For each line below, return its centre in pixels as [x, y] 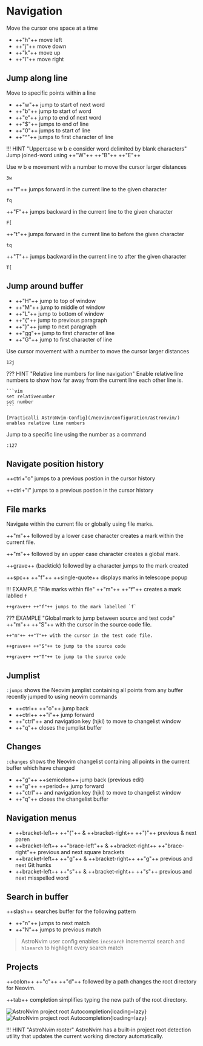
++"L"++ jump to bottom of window [59, 313]
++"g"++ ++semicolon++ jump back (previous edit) [79, 779]
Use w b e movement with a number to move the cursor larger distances [96, 167]
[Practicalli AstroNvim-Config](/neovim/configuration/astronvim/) [93, 418]
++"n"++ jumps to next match [52, 923]
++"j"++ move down [41, 46]
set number [20, 402]
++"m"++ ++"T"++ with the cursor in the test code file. [80, 636]
